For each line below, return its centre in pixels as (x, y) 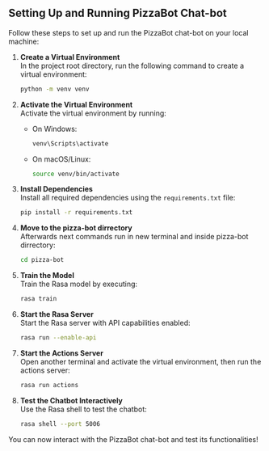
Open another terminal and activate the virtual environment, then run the (141, 361)
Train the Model (47, 276)
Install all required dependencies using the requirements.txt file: (128, 198)
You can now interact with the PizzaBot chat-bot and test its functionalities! (133, 439)
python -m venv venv (55, 89)
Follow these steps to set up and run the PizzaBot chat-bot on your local (128, 32)
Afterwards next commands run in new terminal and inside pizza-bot (134, 237)
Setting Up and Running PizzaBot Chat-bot (118, 13)
